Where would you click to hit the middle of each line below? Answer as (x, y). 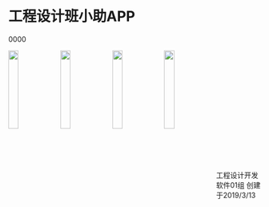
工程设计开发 (237, 175)
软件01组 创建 (238, 185)
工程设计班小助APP (72, 16)
